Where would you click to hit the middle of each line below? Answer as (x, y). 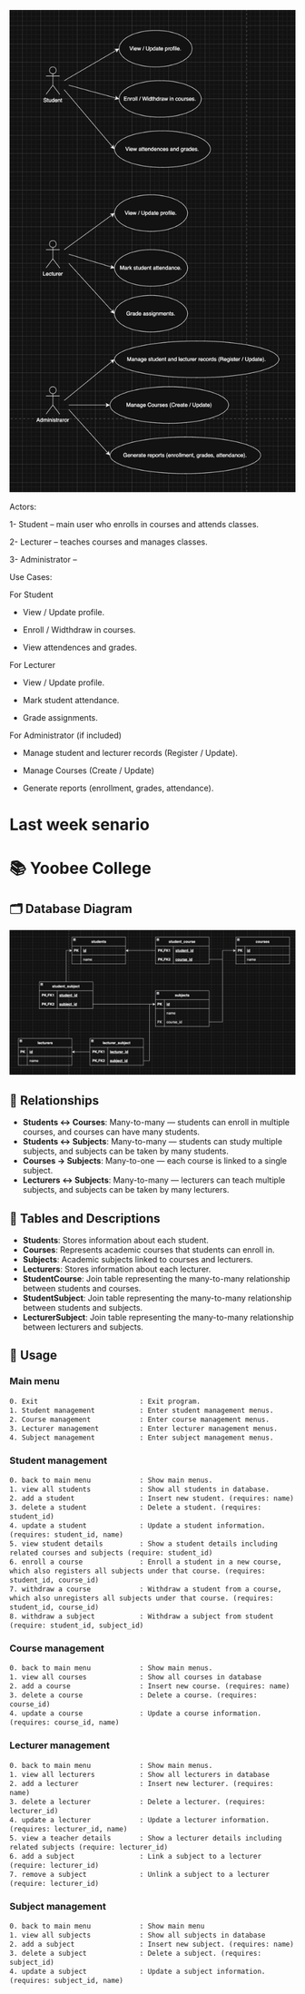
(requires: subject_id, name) (67, 1980)
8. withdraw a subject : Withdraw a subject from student (142, 1616)
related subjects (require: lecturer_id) (89, 1847)
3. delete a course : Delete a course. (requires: (133, 1695)
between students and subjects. (83, 1307)
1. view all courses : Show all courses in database (135, 1677)
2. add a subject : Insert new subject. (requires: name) (152, 1944)
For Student (31, 594)
